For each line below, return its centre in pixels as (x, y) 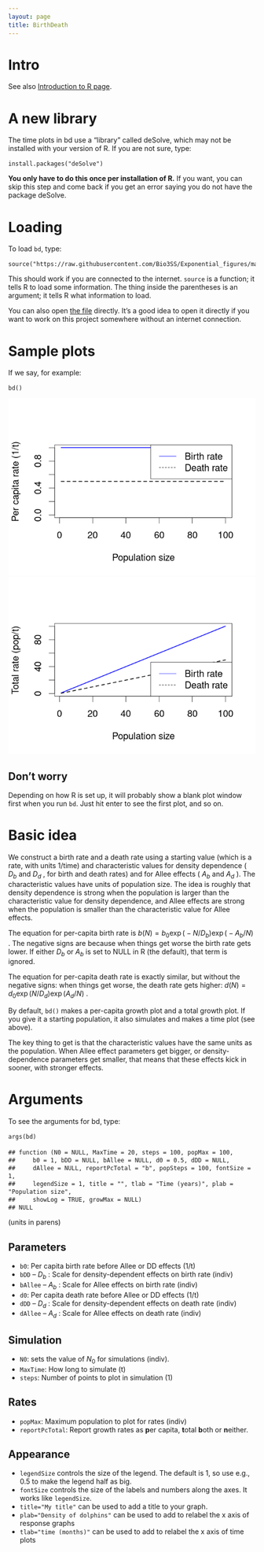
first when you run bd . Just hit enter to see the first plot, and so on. (116, 804)
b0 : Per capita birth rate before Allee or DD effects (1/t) (108, 1266)
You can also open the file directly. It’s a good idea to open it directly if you (129, 311)
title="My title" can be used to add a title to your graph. (114, 1506)
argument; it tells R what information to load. (80, 296)
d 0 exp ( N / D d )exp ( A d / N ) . (48, 994)
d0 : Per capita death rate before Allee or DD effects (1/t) (109, 1295)
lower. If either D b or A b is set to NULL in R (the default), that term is (118, 952)
